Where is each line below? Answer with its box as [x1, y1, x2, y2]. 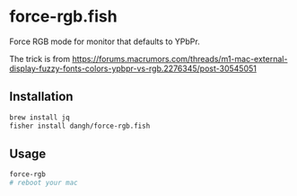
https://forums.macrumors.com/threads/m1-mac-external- [71, 53, 288, 64]
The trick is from [9, 53, 71, 64]
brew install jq [9, 112, 70, 122]
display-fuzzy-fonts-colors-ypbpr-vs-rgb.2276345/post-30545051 [9, 63, 258, 74]
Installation [9, 89, 74, 104]
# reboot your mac [9, 178, 78, 188]
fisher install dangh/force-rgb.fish [9, 121, 151, 130]
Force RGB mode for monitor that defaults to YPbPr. [9, 36, 200, 47]
